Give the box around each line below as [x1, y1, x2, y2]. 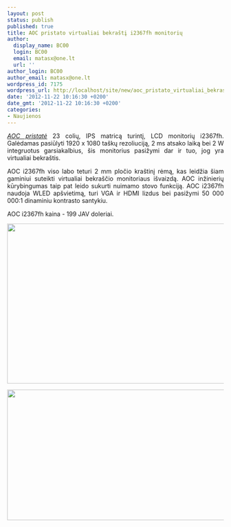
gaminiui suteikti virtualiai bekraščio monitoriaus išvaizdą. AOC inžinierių [7, 174, 224, 183]
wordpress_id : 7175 [7, 81, 63, 88]
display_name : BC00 [13, 42, 69, 49]
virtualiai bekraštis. [7, 153, 60, 162]
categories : [7, 106, 41, 113]
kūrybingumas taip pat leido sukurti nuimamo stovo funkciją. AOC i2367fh [7, 181, 224, 190]
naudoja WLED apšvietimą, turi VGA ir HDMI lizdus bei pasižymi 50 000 [7, 189, 224, 197]
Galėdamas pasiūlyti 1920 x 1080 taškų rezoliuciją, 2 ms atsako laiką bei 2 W [7, 139, 224, 147]
